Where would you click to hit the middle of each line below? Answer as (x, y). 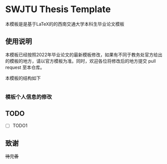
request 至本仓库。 (25, 67)
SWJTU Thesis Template (58, 9)
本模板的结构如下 (23, 78)
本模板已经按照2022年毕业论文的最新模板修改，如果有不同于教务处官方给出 (84, 55)
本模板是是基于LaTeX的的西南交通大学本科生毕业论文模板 (65, 24)
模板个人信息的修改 (29, 97)
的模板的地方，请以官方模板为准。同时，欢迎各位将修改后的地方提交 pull (80, 61)
